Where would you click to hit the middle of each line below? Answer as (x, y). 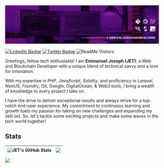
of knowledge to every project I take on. (45, 91)
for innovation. (20, 71)
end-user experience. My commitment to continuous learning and (84, 106)
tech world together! (26, 121)
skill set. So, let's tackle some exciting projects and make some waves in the (82, 116)
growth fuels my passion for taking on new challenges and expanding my (79, 111)
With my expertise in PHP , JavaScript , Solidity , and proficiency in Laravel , (79, 81)
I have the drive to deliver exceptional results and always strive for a (73, 101)
